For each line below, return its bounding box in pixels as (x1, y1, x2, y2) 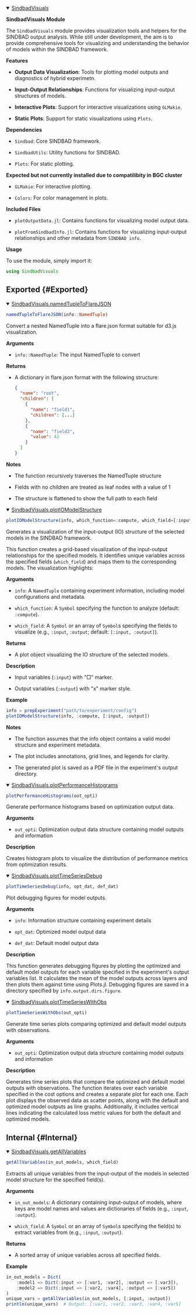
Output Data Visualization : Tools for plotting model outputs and (14, 68, 169, 75)
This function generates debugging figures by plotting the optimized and (6, 963, 181, 970)
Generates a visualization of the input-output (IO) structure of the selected (6, 528, 185, 535)
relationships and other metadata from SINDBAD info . (14, 235, 141, 241)
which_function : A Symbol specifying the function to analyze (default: (14, 604, 180, 611)
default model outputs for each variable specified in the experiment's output (6, 968, 190, 975)
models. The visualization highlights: (6, 564, 94, 571)
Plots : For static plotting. (14, 160, 75, 167)
